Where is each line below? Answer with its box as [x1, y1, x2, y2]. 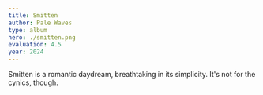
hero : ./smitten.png [8, 33, 77, 42]
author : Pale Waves [8, 19, 73, 27]
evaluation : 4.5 [8, 41, 62, 49]
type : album [8, 26, 47, 34]
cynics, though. [8, 78, 59, 87]
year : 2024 [8, 48, 44, 56]
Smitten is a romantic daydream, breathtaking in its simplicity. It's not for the [8, 70, 256, 79]
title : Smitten [8, 11, 58, 20]
